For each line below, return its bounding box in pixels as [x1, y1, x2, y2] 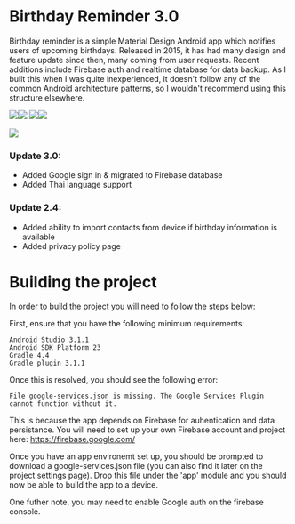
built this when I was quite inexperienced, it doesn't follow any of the [9, 73, 261, 84]
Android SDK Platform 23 [9, 343, 101, 352]
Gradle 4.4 [9, 351, 50, 360]
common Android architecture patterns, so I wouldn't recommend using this [9, 83, 287, 93]
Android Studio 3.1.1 [9, 335, 90, 344]
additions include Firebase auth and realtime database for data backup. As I [9, 64, 287, 75]
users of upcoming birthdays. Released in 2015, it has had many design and [9, 44, 286, 55]
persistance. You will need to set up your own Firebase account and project [9, 424, 286, 435]
